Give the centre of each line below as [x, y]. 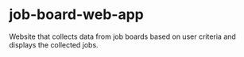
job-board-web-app [76, 15]
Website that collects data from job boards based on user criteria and [123, 36]
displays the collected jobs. [54, 44]
